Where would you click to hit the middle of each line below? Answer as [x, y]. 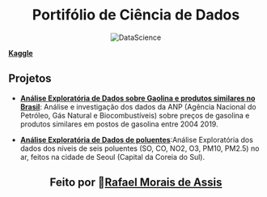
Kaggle [21, 53]
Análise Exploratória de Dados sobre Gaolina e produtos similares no [138, 98]
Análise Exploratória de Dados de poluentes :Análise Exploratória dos [136, 139]
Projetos [30, 79]
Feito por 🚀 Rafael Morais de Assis [136, 183]
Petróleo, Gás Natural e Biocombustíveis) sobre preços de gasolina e [135, 115]
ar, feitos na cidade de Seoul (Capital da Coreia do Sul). [112, 156]
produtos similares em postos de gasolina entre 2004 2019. [119, 124]
